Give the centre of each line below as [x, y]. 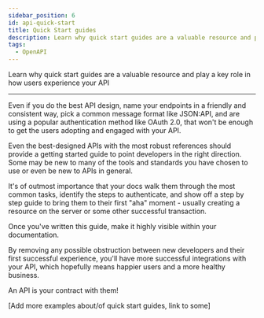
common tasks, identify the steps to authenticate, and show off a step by [126, 194]
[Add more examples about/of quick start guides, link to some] [109, 305]
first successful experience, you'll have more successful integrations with [127, 258]
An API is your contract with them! [64, 290]
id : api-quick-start [42, 23]
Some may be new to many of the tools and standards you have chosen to [128, 163]
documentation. [34, 235]
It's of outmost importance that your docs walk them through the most [122, 186]
